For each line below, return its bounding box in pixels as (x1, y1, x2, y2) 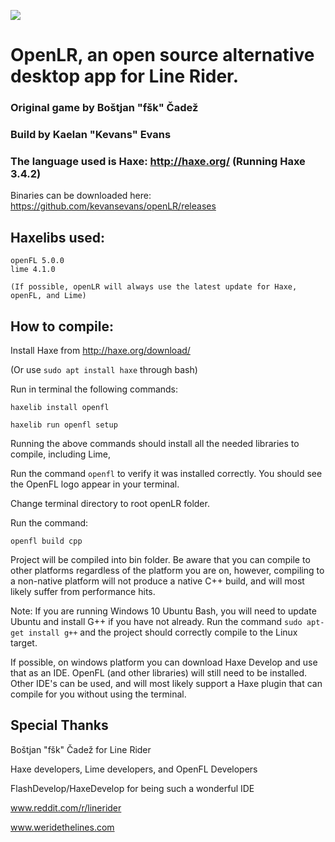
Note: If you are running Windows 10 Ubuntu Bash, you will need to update (10, 605, 317, 617)
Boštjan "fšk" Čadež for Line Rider (10, 743, 152, 755)
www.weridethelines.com (10, 821, 115, 833)
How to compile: (10, 318, 114, 335)
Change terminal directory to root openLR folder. (10, 497, 210, 509)
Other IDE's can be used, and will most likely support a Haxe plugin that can (10, 677, 323, 689)
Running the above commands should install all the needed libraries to (10, 437, 300, 449)
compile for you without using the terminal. (10, 688, 187, 700)
